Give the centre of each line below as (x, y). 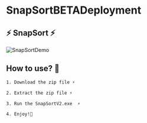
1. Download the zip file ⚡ (41, 82)
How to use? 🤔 (33, 69)
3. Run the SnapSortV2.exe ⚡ (43, 103)
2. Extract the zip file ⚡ (39, 93)
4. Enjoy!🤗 (19, 114)
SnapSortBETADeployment (74, 10)
